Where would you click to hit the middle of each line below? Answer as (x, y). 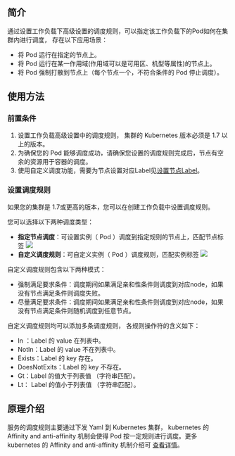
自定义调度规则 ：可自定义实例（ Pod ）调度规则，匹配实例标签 (108, 254)
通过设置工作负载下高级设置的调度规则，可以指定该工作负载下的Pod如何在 (115, 31)
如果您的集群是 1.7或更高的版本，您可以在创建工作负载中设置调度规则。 (111, 207)
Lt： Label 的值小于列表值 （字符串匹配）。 (78, 384)
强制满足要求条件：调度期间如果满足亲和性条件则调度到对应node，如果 (120, 284)
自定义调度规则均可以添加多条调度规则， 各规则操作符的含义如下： (104, 325)
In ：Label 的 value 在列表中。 (61, 341)
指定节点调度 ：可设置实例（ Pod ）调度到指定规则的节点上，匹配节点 (118, 236)
